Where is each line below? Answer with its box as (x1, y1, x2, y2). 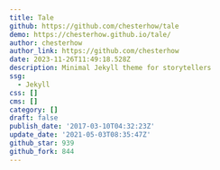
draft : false (9, 113, 59, 122)
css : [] (9, 88, 39, 97)
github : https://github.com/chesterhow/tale (9, 22, 179, 31)
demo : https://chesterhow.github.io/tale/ (9, 30, 171, 39)
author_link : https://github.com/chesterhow (9, 47, 179, 56)
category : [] (9, 105, 59, 114)
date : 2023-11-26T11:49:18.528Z (9, 55, 131, 64)
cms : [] (9, 96, 39, 106)
